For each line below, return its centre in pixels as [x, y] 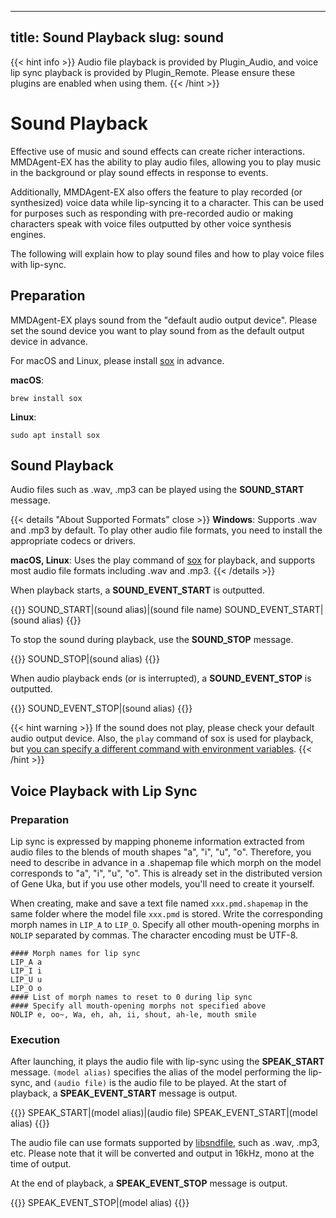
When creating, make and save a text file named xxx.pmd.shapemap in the [159, 903]
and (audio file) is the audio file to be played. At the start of [160, 1083]
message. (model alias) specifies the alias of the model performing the [158, 1072]
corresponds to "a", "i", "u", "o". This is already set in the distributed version [166, 873]
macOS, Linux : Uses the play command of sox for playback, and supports [163, 560]
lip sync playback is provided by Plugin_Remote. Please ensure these [153, 72]
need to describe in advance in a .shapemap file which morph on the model [166, 863]
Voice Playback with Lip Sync [104, 791]
